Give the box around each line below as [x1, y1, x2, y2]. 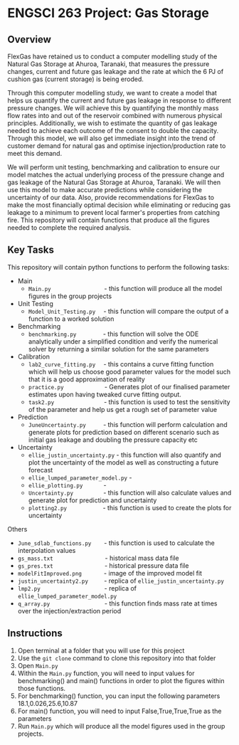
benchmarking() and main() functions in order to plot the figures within [17, 676, 225, 685]
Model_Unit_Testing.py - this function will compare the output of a [28, 307, 229, 315]
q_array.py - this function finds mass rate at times [17, 599, 218, 608]
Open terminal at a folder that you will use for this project [17, 646, 185, 655]
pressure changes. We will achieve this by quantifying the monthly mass [7, 104, 219, 112]
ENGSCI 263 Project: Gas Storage [7, 5, 210, 21]
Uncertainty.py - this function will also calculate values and [28, 488, 232, 497]
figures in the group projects [28, 292, 112, 300]
